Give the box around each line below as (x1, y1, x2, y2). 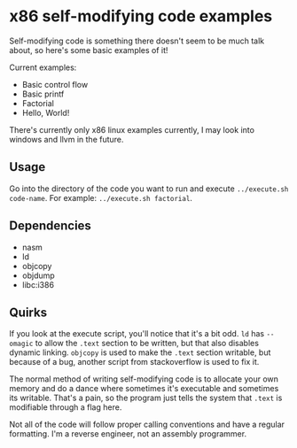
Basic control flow (21, 79, 89, 89)
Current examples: (9, 62, 77, 73)
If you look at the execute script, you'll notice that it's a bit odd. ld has (9, 328, 264, 339)
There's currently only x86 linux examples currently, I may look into (9, 124, 255, 135)
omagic (9, 339, 34, 349)
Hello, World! (21, 107, 70, 118)
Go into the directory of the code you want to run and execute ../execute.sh (9, 183, 289, 194)
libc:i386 (21, 279, 55, 290)
